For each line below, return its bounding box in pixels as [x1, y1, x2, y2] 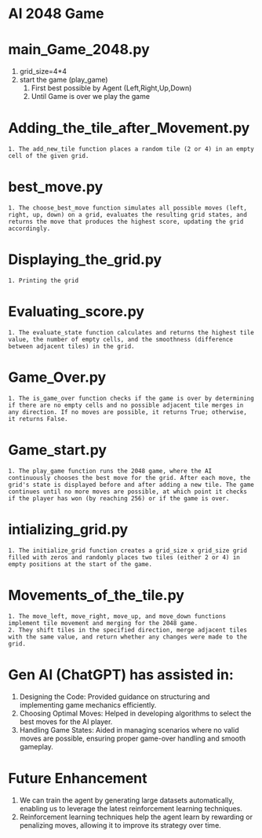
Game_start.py [8, 441, 107, 459]
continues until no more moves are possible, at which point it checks [8, 488, 247, 496]
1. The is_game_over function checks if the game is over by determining [8, 394, 255, 402]
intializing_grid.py [8, 520, 129, 538]
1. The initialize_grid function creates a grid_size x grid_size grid [8, 547, 247, 554]
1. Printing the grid [8, 276, 79, 284]
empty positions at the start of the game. [8, 560, 153, 568]
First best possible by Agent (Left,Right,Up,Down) [31, 83, 192, 93]
